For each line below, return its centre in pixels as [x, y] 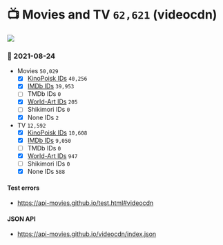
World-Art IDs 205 [52, 101]
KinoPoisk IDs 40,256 [57, 79]
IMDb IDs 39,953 [51, 86]
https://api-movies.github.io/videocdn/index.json [87, 234]
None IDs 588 [46, 171]
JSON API [21, 219]
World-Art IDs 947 [52, 156]
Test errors [23, 188]
